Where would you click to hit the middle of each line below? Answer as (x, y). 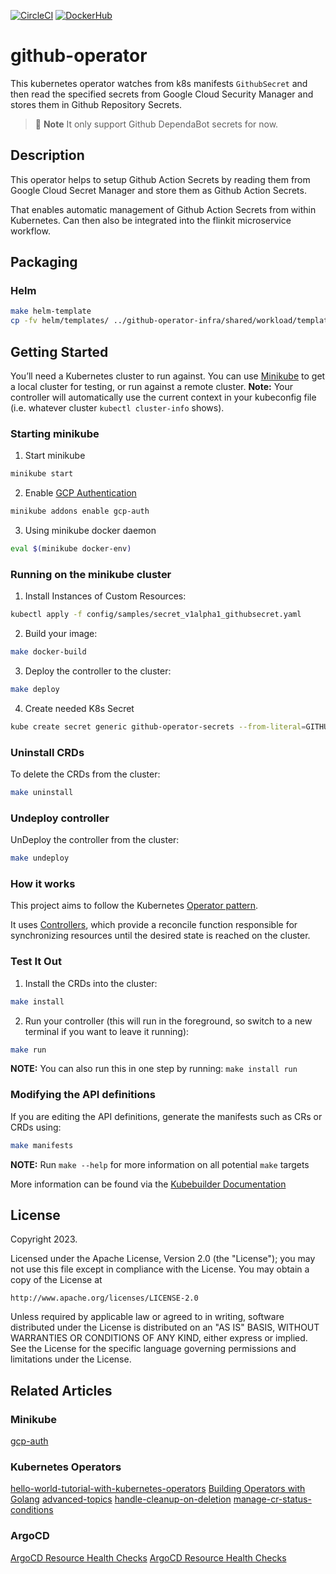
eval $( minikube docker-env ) (71, 549)
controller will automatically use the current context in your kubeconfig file (163, 397)
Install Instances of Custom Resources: (105, 596)
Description (47, 155)
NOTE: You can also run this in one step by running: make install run (154, 1069)
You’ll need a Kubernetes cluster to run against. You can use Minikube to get (168, 376)
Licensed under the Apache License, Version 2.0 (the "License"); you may (163, 1259)
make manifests (42, 1145)
